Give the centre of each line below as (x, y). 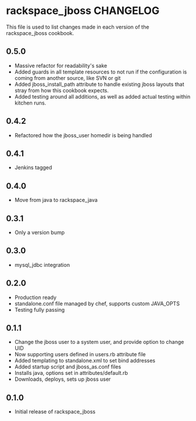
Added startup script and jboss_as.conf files (68, 367)
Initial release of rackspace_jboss (55, 412)
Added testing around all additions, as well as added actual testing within (102, 96)
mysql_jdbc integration (42, 265)
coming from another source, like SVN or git (68, 78)
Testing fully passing (39, 309)
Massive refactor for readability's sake (61, 65)
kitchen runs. (30, 103)
